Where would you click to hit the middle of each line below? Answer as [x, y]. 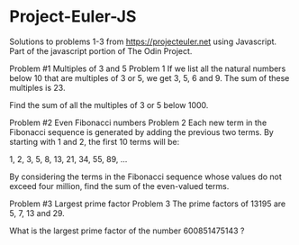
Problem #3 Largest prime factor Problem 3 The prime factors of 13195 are [148, 204]
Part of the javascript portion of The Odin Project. [101, 50]
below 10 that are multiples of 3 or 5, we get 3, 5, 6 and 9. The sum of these [149, 77]
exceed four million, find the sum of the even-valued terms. [119, 186]
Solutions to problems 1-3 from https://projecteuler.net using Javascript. [143, 41]
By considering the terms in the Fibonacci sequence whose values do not [145, 177]
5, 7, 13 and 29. [37, 213]
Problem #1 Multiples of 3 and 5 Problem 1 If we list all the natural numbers [148, 68]
